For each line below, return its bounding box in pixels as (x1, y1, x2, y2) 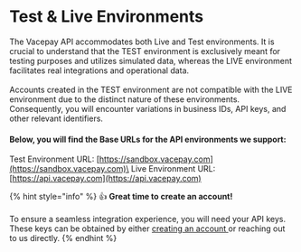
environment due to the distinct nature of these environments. (9, 93, 240, 105)
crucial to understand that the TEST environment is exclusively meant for (9, 45, 281, 56)
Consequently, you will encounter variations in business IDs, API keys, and (9, 103, 287, 114)
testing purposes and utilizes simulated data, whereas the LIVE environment (9, 55, 292, 66)
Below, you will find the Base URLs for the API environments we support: (9, 134, 287, 145)
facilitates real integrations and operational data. (9, 65, 190, 76)
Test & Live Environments (9, 6, 204, 27)
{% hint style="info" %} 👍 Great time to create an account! (9, 191, 233, 202)
